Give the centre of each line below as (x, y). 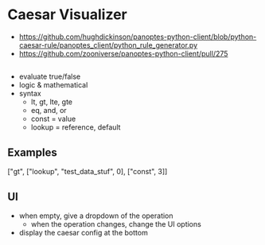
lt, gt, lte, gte (52, 102)
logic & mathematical (53, 85)
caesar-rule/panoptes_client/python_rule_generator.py (108, 45)
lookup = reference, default (76, 127)
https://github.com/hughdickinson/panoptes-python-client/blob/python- (138, 37)
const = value (53, 119)
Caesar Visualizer (68, 15)
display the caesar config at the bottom (83, 232)
